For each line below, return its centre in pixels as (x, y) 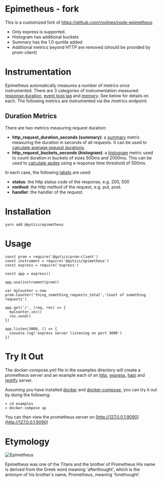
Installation (28, 211)
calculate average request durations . (49, 147)
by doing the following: (28, 395)
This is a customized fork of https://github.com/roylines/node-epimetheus (79, 22)
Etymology (27, 442)
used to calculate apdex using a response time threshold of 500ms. (79, 163)
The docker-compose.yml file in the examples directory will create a (73, 370)
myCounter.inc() (26, 312)
